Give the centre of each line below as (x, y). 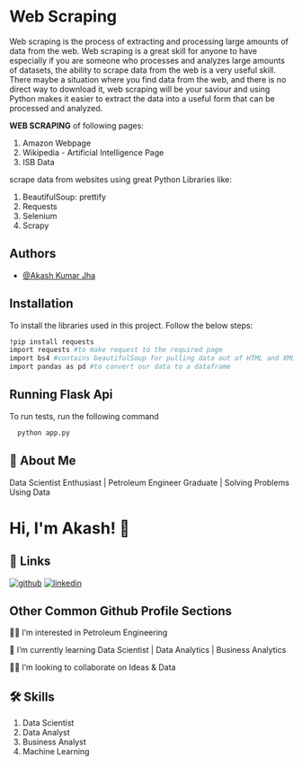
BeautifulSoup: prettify (64, 197)
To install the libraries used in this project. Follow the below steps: (131, 325)
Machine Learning (56, 752)
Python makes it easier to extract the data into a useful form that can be (142, 98)
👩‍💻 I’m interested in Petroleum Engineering (89, 633)
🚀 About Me (43, 461)
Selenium (40, 216)
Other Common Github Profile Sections (120, 611)
